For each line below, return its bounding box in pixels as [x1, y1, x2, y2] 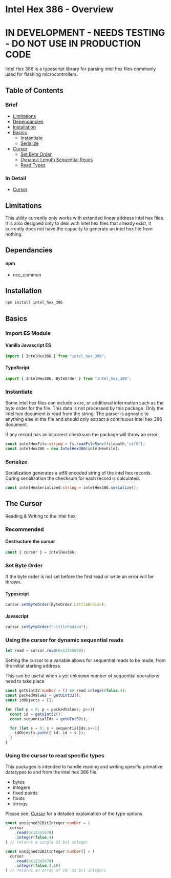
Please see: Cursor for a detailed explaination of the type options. [5, 810, 144, 817]
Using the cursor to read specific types [5, 752, 104, 759]
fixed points [12, 790, 38, 796]
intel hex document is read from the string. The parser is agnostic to [5, 411, 149, 417]
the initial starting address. [5, 663, 61, 669]
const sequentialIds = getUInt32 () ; [10, 716, 88, 721]
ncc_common [12, 271, 42, 277]
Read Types [20, 162, 46, 168]
